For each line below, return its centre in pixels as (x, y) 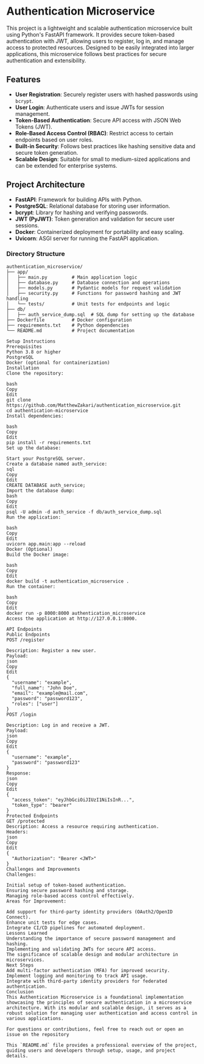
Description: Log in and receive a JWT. (58, 725)
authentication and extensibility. (46, 60)
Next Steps (20, 965)
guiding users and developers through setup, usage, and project (91, 1050)
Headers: (17, 832)
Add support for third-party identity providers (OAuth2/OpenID (90, 912)
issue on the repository (38, 1034)
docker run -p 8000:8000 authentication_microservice (76, 613)
